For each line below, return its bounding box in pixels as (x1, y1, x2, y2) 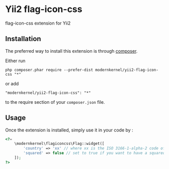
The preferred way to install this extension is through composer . (5, 48, 138, 54)
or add (5, 80, 19, 86)
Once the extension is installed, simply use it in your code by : (5, 127, 133, 133)
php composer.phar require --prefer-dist (5, 67, 94, 72)
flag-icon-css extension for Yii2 (5, 20, 71, 26)
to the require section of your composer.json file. (5, 99, 105, 105)
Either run (5, 58, 26, 64)
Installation (5, 35, 41, 43)
